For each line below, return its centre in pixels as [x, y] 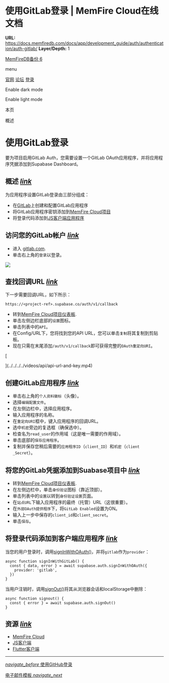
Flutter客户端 [26, 649]
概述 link [18, 181]
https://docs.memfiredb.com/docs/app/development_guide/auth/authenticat [84, 43]
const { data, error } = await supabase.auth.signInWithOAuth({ [78, 566]
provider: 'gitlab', [36, 570]
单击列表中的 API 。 [31, 327]
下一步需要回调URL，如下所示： [38, 295]
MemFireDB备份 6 [24, 59]
